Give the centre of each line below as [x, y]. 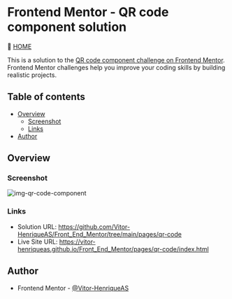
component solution [67, 27]
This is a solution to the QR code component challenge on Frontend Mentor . [116, 60]
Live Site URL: [37, 242]
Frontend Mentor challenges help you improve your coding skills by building [116, 67]
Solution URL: [37, 227]
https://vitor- [77, 242]
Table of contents [46, 97]
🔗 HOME [20, 46]
